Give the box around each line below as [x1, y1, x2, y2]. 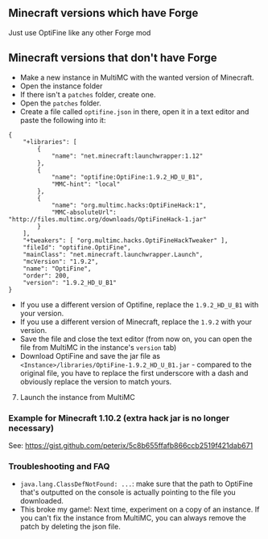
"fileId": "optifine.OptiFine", [23, 243, 131, 252]
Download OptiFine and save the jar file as [19, 351, 161, 360]
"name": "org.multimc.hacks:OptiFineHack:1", [51, 201, 207, 209]
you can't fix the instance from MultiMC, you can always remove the [19, 513, 247, 523]
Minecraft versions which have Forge [8, 6, 199, 20]
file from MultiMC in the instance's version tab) [19, 342, 177, 352]
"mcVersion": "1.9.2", [23, 257, 99, 265]
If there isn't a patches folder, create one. [19, 89, 156, 99]
